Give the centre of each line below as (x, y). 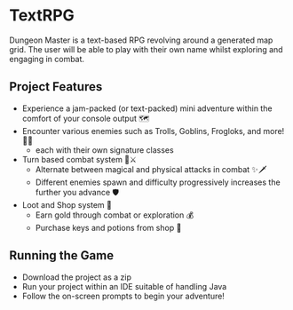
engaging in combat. (47, 59)
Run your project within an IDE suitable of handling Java (124, 286)
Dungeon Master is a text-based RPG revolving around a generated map (141, 40)
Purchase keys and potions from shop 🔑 (108, 227)
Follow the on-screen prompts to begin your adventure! (123, 296)
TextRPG (42, 16)
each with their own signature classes (105, 150)
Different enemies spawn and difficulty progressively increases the (158, 182)
